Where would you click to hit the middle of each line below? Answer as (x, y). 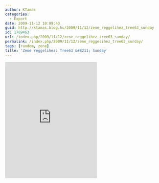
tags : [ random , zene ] (27, 46)
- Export (18, 19)
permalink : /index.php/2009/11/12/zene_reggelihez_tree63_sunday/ (74, 42)
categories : (17, 14)
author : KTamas (21, 10)
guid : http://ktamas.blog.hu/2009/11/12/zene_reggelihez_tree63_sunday (79, 28)
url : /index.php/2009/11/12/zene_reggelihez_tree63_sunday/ (68, 37)
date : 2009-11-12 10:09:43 (33, 23)
